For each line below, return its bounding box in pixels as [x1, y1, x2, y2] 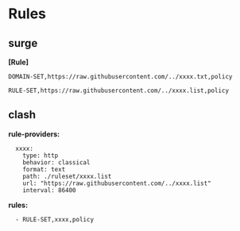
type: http [22, 152, 59, 160]
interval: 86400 [22, 186, 77, 194]
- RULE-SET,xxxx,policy [15, 215, 94, 223]
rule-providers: [8, 129, 60, 139]
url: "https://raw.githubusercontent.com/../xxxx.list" [22, 179, 212, 187]
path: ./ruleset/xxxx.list [22, 172, 112, 180]
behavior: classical [22, 158, 91, 167]
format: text [22, 165, 66, 173]
